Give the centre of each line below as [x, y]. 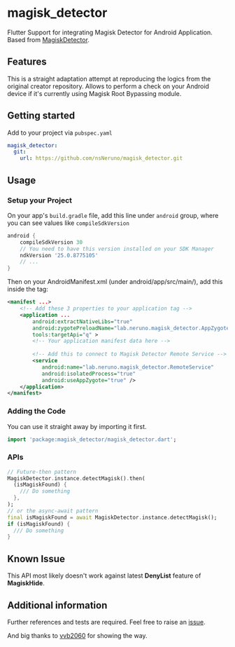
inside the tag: [28, 290]
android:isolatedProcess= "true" [89, 374]
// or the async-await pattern [53, 511]
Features [27, 62]
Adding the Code [37, 411]
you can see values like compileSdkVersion [68, 223]
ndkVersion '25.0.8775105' [59, 255]
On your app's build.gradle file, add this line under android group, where [113, 215]
